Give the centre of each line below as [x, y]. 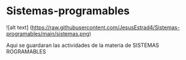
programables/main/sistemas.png [48, 33]
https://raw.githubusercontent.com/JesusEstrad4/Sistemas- [106, 27]
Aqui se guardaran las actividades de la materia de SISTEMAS [83, 45]
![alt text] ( [19, 27]
